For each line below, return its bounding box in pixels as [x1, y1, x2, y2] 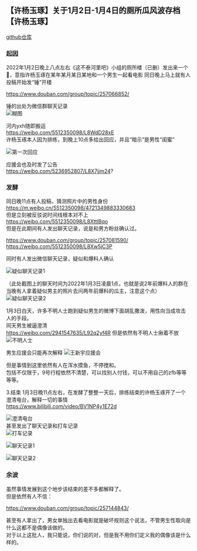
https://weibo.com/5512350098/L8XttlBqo [6, 218, 108, 225]
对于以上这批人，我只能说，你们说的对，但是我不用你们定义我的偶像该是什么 [6, 531, 191, 538]
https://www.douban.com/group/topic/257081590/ [6, 237, 129, 244]
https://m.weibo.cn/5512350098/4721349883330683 [6, 205, 136, 212]
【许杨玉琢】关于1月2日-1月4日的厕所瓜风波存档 [6, 5, 181, 16]
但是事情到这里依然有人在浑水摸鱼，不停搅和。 [6, 362, 119, 369]
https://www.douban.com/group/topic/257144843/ [6, 505, 129, 512]
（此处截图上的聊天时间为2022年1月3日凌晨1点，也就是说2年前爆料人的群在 [6, 280, 189, 287]
